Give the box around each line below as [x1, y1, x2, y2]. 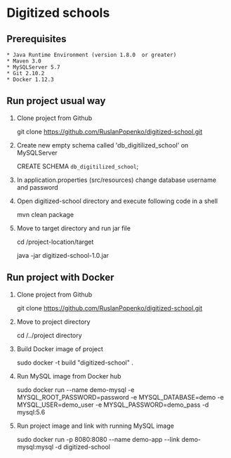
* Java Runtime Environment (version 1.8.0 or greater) [6, 51, 177, 58]
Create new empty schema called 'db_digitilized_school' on [16, 140, 189, 149]
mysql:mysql [16, 443, 54, 451]
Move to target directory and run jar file [16, 223, 131, 233]
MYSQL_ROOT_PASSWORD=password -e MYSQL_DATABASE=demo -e [16, 393, 224, 401]
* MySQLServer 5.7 [6, 64, 60, 71]
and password [16, 183, 58, 191]
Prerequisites [6, 33, 67, 45]
